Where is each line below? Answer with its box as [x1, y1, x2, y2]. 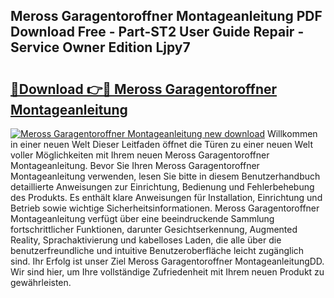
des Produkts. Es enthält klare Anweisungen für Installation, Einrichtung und [10, 192, 323, 203]
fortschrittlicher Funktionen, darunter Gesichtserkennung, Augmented [10, 224, 298, 235]
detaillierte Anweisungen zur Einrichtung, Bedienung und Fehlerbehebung [10, 181, 315, 193]
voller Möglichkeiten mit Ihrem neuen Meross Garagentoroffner [10, 149, 270, 161]
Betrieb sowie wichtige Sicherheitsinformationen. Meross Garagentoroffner [10, 202, 320, 214]
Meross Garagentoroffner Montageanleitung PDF [10, 8, 323, 25]
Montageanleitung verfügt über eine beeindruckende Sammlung [10, 213, 275, 224]
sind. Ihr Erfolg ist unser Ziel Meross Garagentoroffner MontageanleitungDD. [10, 255, 325, 267]
